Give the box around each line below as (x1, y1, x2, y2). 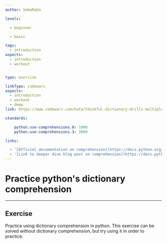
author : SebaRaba (5, 7, 41, 12)
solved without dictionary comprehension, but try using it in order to (5, 228, 145, 234)
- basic (9, 34, 26, 39)
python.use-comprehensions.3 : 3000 (14, 129, 88, 134)
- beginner (9, 25, 32, 30)
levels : (5, 16, 21, 21)
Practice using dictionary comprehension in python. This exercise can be (5, 223, 155, 229)
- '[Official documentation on (9, 147, 75, 152)
